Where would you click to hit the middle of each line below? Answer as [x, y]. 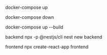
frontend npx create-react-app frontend [47, 47]
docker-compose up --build [34, 27]
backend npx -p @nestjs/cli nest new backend [54, 37]
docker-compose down [30, 17]
